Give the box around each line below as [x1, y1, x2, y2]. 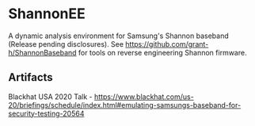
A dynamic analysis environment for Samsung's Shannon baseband [8, 31, 229, 40]
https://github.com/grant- [125, 39, 209, 48]
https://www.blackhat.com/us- [93, 92, 194, 101]
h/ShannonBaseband [8, 48, 77, 57]
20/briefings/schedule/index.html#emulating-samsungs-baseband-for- [8, 100, 242, 109]
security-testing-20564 [8, 109, 85, 118]
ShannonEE [8, 5, 86, 23]
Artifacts [8, 71, 53, 84]
